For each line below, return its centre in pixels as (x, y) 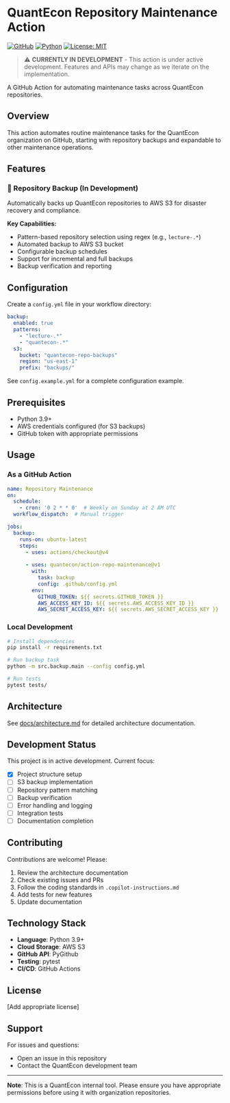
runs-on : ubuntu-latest (53, 540)
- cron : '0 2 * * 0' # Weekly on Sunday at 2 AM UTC (98, 508)
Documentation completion (55, 821)
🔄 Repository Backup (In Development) (73, 189)
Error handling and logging (54, 805)
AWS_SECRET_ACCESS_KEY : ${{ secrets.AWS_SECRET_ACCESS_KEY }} (128, 609)
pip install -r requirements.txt (55, 648)
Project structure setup (49, 774)
